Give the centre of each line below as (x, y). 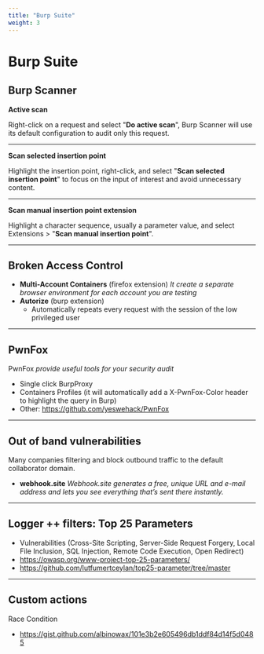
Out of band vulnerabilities (75, 441)
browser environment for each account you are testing (108, 293)
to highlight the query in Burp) (68, 400)
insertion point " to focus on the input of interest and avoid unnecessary (125, 179)
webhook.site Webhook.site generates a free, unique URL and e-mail (132, 483)
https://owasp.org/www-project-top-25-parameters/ (105, 559)
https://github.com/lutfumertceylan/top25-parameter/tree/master (125, 568)
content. (22, 187)
